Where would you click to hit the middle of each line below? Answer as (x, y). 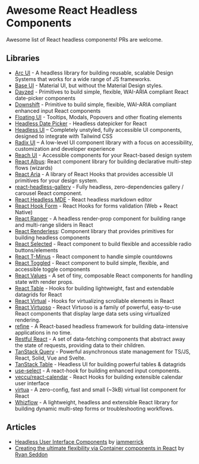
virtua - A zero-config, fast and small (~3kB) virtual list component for (100, 389)
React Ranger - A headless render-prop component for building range (100, 218)
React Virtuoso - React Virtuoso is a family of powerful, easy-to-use (98, 307)
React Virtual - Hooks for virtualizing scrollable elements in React (94, 301)
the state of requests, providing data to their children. (80, 345)
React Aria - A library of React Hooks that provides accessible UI (94, 174)
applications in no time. (43, 332)
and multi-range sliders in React (54, 225)
